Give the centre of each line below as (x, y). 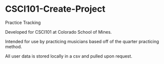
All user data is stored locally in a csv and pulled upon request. (69, 56)
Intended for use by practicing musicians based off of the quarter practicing (82, 41)
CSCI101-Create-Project (55, 9)
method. (14, 46)
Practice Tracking (23, 22)
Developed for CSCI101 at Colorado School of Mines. (59, 32)
